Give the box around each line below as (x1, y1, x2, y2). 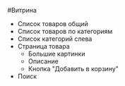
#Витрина (7, 6, 37, 14)
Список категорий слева (17, 35, 93, 43)
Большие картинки (28, 49, 85, 58)
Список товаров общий (17, 20, 88, 27)
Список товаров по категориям (17, 27, 113, 35)
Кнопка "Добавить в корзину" (28, 65, 119, 73)
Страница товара (17, 42, 71, 50)
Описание (28, 57, 59, 66)
